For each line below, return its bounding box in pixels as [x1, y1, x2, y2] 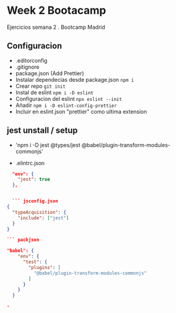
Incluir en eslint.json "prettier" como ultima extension [15, 108, 147, 115]
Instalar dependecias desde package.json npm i [15, 76, 135, 83]
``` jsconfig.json [12, 198, 59, 204]
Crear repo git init [15, 82, 65, 90]
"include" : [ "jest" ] [17, 214, 69, 221]
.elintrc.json [15, 159, 45, 166]
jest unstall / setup [7, 126, 78, 136]
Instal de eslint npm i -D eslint [15, 88, 94, 96]
